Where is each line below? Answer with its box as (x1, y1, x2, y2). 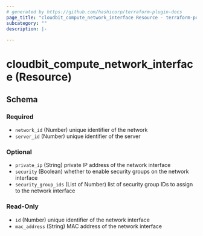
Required (6, 113, 34, 121)
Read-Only (6, 202, 39, 211)
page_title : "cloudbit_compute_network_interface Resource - (6, 15, 164, 21)
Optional (6, 148, 32, 156)
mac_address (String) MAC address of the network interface (14, 222, 162, 230)
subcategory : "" (6, 20, 47, 26)
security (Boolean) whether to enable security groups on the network (14, 168, 189, 175)
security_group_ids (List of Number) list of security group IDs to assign (14, 181, 193, 188)
